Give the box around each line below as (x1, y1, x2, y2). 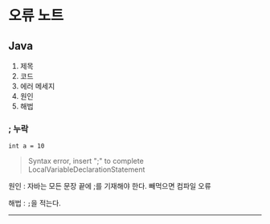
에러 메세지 (19, 81, 55, 91)
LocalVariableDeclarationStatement (27, 165, 145, 174)
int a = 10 (8, 142, 45, 150)
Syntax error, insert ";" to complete (27, 157, 145, 166)
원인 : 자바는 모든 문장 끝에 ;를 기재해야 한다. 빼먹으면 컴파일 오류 (8, 181, 211, 191)
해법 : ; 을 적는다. (8, 198, 62, 208)
